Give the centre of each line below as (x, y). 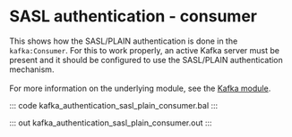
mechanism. (32, 69)
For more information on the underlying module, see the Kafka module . (140, 88)
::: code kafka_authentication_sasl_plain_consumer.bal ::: (114, 105)
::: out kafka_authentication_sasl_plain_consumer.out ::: (111, 123)
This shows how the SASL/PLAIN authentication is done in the (124, 41)
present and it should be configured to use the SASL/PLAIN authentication (146, 60)
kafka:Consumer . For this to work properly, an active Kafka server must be (145, 50)
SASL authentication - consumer (133, 16)
